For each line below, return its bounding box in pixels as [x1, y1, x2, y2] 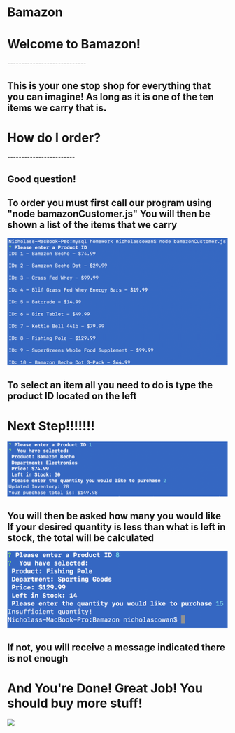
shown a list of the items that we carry [7, 219, 178, 231]
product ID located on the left [7, 390, 137, 402]
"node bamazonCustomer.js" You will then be [7, 208, 211, 220]
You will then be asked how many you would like [7, 510, 222, 522]
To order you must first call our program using [7, 197, 212, 209]
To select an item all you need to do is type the [7, 379, 213, 391]
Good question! [7, 173, 76, 185]
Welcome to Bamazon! [7, 36, 141, 53]
